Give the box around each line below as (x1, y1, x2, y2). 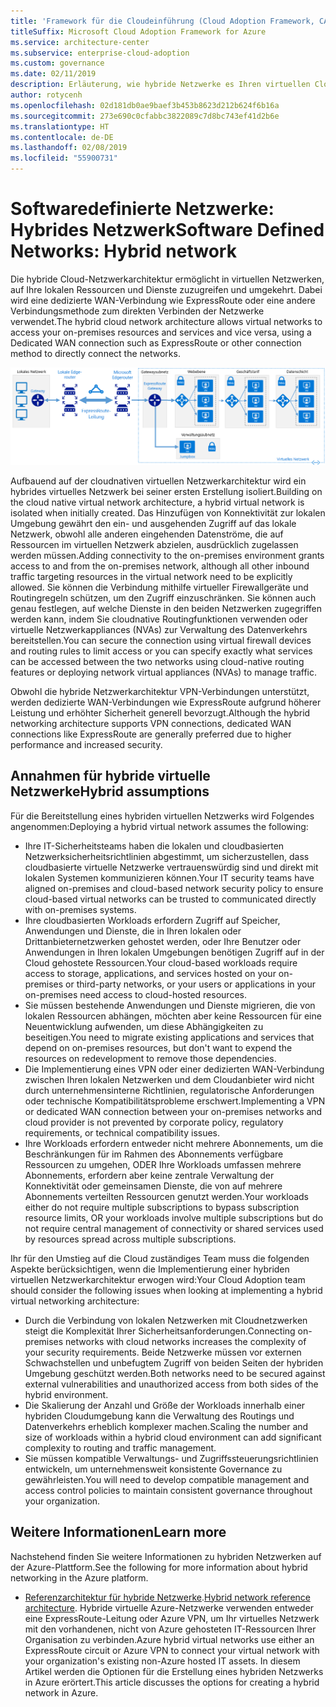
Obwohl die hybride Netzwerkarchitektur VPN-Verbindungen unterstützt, (10, 685, 310, 697)
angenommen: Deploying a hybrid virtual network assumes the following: (10, 820, 309, 832)
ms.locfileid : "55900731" (10, 153, 118, 164)
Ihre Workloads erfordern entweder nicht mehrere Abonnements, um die (24, 1137, 324, 1149)
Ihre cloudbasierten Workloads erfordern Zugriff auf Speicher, (24, 914, 281, 926)
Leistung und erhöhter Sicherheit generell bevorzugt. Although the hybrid (10, 706, 311, 719)
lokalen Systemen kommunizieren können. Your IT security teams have (24, 871, 315, 884)
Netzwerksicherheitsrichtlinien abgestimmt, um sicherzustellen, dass (24, 850, 310, 862)
